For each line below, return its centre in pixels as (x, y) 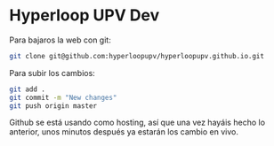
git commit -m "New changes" (63, 97)
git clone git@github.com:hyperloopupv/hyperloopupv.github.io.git (137, 56)
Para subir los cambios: (52, 73)
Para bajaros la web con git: (60, 40)
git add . (28, 89)
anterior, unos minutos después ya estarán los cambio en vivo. (124, 132)
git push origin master (53, 106)
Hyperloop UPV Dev (85, 15)
